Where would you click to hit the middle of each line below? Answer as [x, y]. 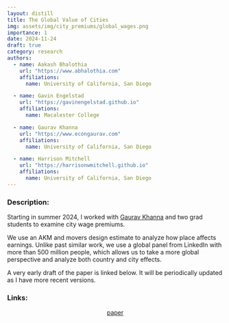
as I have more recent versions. [51, 280]
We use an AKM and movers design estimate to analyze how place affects [112, 238]
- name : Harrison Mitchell [52, 159]
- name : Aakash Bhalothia [50, 64]
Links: [17, 298]
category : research [35, 52]
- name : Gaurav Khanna [46, 128]
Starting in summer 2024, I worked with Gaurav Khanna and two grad [105, 217]
